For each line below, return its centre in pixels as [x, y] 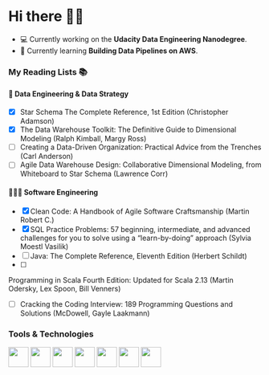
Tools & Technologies [51, 334]
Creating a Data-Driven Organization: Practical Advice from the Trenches [141, 147]
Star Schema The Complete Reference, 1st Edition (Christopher [124, 112]
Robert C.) [37, 219]
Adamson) [37, 121]
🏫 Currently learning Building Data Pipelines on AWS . [109, 51]
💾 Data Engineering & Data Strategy [69, 94]
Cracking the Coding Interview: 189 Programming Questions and [126, 304]
